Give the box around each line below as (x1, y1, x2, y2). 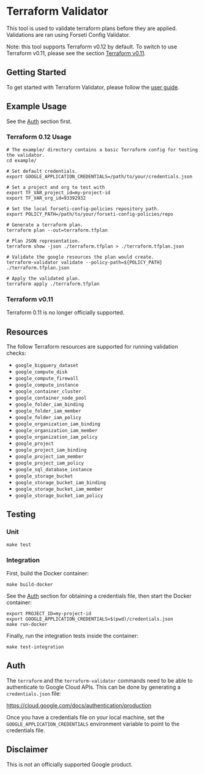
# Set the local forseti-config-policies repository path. (6, 205, 160, 212)
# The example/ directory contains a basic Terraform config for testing (6, 146, 199, 153)
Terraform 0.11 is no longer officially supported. (6, 309, 125, 316)
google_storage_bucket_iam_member (15, 486, 103, 492)
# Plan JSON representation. (6, 238, 81, 244)
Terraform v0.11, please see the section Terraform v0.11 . (6, 49, 146, 56)
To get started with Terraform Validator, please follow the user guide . (6, 83, 180, 91)
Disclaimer (6, 745, 48, 755)
